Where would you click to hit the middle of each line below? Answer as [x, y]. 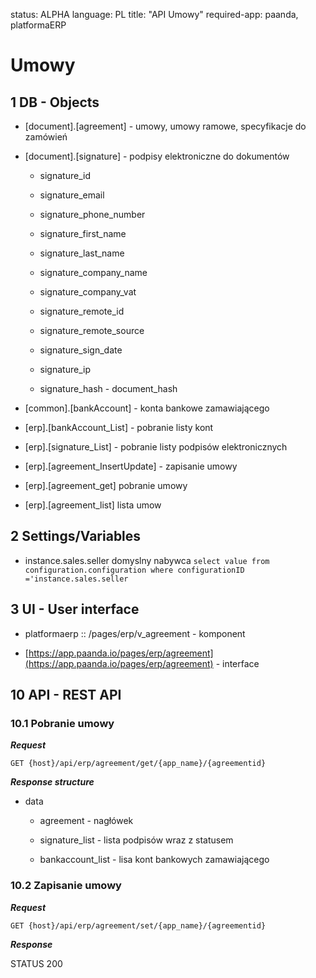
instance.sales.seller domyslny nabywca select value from [147, 560]
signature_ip [65, 369]
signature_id [65, 175]
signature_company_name [93, 272]
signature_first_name [83, 233]
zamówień [46, 137]
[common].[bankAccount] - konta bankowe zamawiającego [147, 408]
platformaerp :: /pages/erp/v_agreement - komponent [135, 633]
